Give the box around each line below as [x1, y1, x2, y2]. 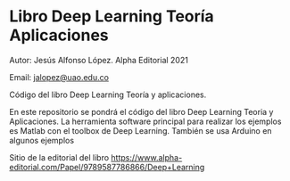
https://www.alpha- [111, 152, 183, 162]
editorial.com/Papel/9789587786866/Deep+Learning [9, 161, 205, 172]
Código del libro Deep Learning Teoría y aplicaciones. [9, 89, 207, 100]
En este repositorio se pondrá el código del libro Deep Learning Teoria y [9, 106, 274, 117]
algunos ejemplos [9, 135, 74, 145]
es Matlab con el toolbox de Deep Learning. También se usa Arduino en [9, 125, 272, 136]
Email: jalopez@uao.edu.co [9, 71, 110, 82]
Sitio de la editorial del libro [9, 152, 110, 162]
